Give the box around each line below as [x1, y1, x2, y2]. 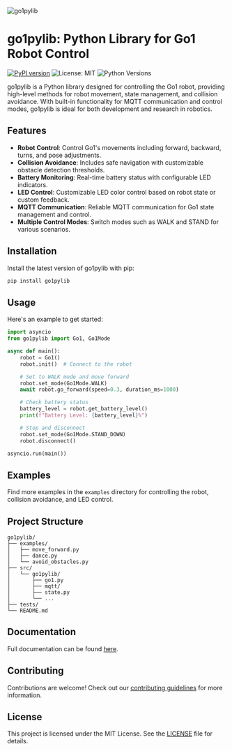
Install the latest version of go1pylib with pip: [7, 264, 134, 272]
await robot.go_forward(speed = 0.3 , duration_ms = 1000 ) [20, 386, 179, 394]
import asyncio [7, 329, 52, 336]
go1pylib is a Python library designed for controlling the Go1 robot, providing [7, 82, 225, 91]
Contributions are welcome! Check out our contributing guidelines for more [7, 683, 223, 692]
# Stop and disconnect [20, 424, 86, 431]
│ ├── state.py [7, 589, 70, 596]
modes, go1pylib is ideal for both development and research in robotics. [7, 105, 212, 113]
